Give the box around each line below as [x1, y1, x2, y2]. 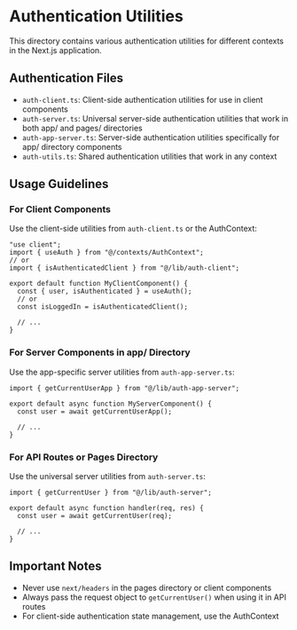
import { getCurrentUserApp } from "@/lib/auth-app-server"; [9, 383, 240, 392]
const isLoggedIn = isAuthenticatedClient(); [17, 303, 189, 311]
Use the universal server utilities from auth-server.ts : [9, 471, 207, 482]
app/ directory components [21, 141, 122, 152]
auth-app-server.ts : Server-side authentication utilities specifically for [21, 131, 280, 143]
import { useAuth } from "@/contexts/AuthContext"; [9, 248, 204, 257]
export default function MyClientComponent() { [9, 280, 189, 288]
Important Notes [9, 559, 102, 574]
